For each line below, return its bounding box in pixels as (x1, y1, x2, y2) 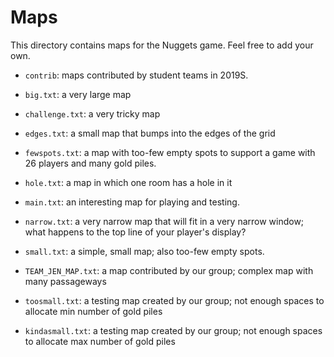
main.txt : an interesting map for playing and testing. (24, 196, 240, 208)
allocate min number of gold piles (24, 305, 163, 317)
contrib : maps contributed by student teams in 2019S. (24, 69, 249, 81)
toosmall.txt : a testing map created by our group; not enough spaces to (24, 294, 325, 306)
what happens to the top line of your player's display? (24, 226, 247, 238)
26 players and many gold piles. (24, 157, 157, 169)
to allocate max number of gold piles (24, 335, 176, 347)
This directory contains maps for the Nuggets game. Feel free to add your (10, 39, 314, 51)
